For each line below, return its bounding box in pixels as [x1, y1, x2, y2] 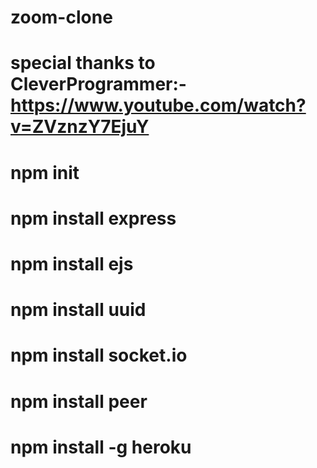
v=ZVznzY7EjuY [10, 116, 150, 138]
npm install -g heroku [10, 436, 192, 458]
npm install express [10, 207, 177, 230]
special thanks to [10, 52, 156, 75]
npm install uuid [10, 299, 147, 321]
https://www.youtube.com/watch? [10, 94, 307, 117]
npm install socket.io [10, 344, 188, 367]
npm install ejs [10, 252, 134, 275]
